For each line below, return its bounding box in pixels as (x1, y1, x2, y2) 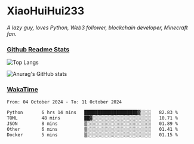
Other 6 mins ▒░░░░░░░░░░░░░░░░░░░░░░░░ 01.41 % (7, 127, 178, 133)
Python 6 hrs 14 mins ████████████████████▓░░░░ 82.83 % (7, 109, 178, 116)
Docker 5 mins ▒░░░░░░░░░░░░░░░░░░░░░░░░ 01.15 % (7, 131, 178, 138)
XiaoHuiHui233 (7, 4, 85, 18)
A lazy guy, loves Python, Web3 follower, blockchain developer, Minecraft (7, 24, 188, 31)
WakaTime (7, 85, 38, 94)
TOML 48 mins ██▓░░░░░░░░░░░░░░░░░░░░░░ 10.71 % (7, 115, 178, 121)
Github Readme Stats (7, 45, 70, 53)
